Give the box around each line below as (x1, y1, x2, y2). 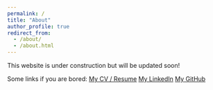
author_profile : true (7, 23, 70, 30)
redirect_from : (7, 29, 51, 37)
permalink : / (7, 10, 45, 17)
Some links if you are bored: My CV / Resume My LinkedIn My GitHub (7, 75, 206, 83)
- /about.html (13, 42, 54, 49)
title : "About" (7, 17, 51, 24)
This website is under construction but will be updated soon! (7, 62, 180, 69)
